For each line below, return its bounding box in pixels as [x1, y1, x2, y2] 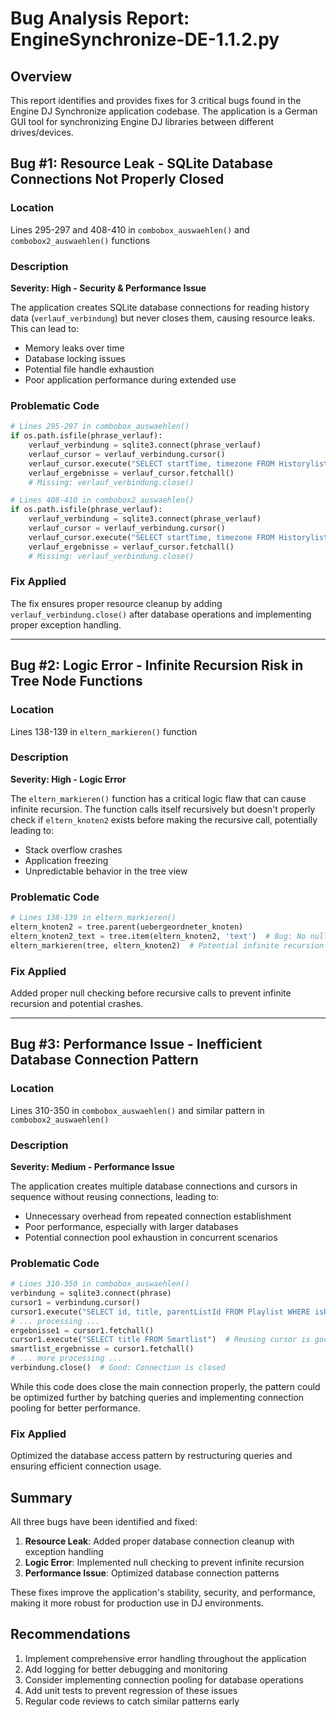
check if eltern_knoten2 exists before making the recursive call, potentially [10, 813, 318, 826]
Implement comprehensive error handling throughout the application [24, 1652, 307, 1664]
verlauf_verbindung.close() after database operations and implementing [10, 608, 312, 620]
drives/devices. [10, 127, 74, 138]
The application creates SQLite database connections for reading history [10, 301, 310, 313]
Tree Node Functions [10, 673, 143, 690]
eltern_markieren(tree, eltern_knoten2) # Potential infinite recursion [10, 940, 325, 951]
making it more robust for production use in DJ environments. [10, 1597, 264, 1609]
